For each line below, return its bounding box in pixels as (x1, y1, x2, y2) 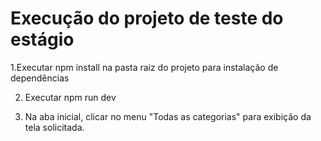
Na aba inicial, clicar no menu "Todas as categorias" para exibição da (24, 110, 312, 122)
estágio (10, 28, 75, 51)
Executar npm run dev (24, 91, 117, 103)
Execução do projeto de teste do (10, 7, 284, 30)
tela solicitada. (24, 121, 85, 133)
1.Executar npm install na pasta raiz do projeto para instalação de (10, 61, 279, 73)
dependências (10, 72, 70, 84)
